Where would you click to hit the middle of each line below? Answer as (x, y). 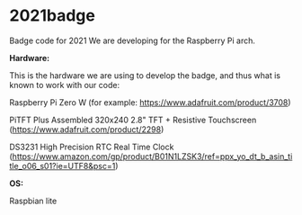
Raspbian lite (33, 201)
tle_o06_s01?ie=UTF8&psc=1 (62, 166)
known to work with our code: (64, 85)
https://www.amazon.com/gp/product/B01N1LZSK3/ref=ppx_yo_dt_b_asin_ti (152, 156)
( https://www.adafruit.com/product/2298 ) (87, 129)
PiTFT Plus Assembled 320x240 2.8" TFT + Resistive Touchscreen (133, 120)
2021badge (53, 16)
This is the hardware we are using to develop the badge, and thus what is (145, 75)
